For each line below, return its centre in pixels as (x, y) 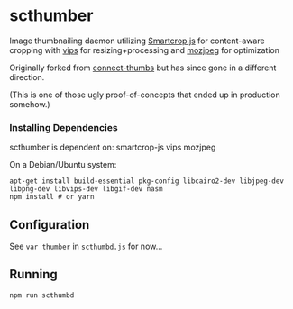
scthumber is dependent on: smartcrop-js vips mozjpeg (113, 147)
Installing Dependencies (64, 127)
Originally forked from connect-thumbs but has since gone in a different (143, 68)
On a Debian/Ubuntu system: (63, 165)
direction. (27, 77)
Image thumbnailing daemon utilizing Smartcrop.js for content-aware (137, 41)
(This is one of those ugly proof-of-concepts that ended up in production (145, 95)
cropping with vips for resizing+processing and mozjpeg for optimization (144, 50)
